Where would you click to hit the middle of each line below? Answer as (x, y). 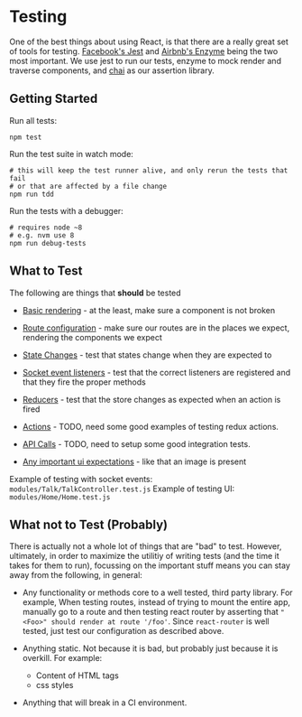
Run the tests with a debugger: (66, 210)
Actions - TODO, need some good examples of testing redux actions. (151, 426)
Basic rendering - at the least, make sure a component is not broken (149, 310)
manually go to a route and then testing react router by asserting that (151, 612)
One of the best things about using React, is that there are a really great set (149, 42)
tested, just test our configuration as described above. (123, 631)
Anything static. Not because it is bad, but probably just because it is (150, 648)
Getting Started (54, 99)
